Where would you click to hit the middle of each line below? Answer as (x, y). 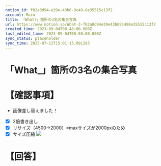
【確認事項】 (32, 96)
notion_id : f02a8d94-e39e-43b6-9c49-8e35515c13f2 (59, 10)
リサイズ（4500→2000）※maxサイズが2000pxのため (69, 128)
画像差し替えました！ (35, 110)
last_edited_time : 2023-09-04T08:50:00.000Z (53, 34)
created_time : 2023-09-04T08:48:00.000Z (49, 29)
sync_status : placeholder (33, 39)
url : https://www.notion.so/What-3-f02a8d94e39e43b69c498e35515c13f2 (81, 24)
